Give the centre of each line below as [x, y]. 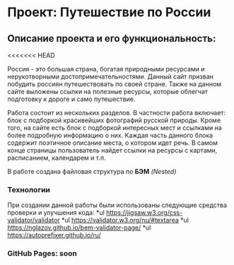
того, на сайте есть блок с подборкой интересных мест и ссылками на [115, 128]
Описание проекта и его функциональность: [112, 39]
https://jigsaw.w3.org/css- [144, 213]
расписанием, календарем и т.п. [57, 158]
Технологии [29, 189]
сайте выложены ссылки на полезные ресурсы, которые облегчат [108, 92]
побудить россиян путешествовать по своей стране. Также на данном [114, 84]
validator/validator [34, 220]
